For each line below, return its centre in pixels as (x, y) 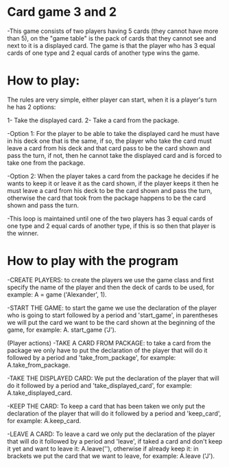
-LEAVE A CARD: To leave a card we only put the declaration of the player (111, 434)
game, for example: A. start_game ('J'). (62, 330)
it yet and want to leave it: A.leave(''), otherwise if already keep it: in (103, 448)
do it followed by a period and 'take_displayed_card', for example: (99, 385)
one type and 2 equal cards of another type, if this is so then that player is (111, 226)
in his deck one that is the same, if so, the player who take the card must (110, 141)
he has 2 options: (32, 106)
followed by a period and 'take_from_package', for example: (92, 357)
